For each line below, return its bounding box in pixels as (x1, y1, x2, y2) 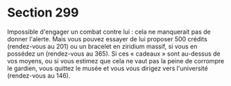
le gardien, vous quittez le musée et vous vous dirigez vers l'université (7, 64, 208, 72)
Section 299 (7, 5, 79, 21)
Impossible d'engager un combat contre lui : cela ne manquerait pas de (7, 28, 212, 36)
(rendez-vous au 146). (7, 71, 71, 80)
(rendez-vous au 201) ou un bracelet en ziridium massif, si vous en (7, 42, 198, 50)
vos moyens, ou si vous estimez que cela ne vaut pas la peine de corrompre (7, 56, 225, 65)
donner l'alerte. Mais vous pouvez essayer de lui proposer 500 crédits (7, 34, 208, 43)
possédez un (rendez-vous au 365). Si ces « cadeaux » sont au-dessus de (7, 50, 221, 58)
